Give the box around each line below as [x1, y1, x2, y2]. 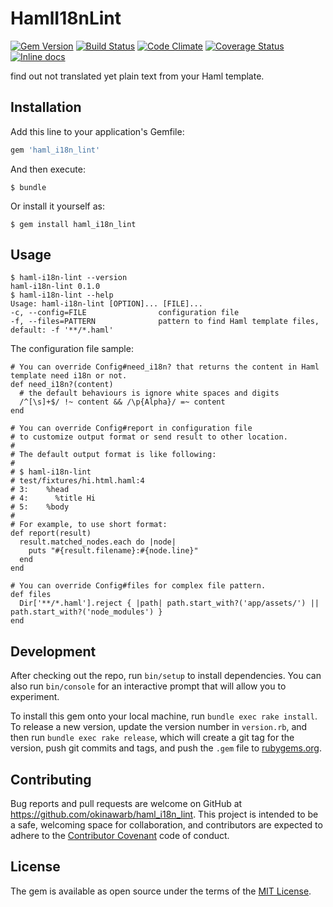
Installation [10, 99, 82, 116]
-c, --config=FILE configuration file [10, 308, 240, 318]
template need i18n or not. [10, 371, 128, 381]
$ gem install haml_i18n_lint [10, 219, 137, 229]
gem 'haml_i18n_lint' [10, 145, 101, 155]
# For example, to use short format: [10, 520, 168, 530]
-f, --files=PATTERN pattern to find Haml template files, [10, 317, 320, 327]
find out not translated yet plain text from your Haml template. [10, 70, 265, 82]
